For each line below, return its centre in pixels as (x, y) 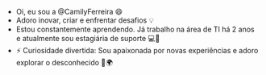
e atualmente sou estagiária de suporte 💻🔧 (88, 38)
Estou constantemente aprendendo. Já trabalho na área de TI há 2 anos (135, 29)
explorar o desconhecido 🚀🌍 (64, 62)
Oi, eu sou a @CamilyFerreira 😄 (69, 12)
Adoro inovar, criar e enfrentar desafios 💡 (85, 20)
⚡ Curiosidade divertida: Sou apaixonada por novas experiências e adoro (137, 50)
